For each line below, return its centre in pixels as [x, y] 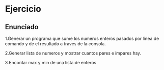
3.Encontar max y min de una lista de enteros [51, 62]
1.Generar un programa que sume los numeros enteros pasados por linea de [82, 38]
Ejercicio [23, 9]
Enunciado [22, 27]
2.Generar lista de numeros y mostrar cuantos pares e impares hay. [73, 53]
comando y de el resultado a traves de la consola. [55, 44]
